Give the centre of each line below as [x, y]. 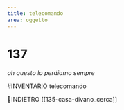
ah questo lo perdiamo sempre [51, 73]
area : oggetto [28, 20]
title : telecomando [35, 13]
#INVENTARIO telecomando [47, 86]
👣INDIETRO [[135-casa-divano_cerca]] [62, 100]
